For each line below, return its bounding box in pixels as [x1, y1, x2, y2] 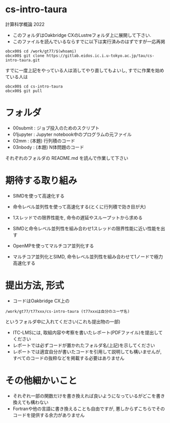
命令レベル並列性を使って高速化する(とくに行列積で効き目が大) [12, 203, 146, 209]
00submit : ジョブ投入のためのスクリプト [12, 124, 100, 131]
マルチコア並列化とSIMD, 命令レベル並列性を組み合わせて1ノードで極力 [12, 253, 163, 260]
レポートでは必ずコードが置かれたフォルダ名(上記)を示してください [12, 342, 155, 348]
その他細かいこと [5, 375, 78, 386]
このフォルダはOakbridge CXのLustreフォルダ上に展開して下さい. [12, 32, 152, 38]
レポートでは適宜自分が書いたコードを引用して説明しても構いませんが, [12, 348, 162, 354]
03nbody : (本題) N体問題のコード [12, 144, 84, 150]
